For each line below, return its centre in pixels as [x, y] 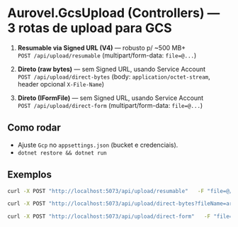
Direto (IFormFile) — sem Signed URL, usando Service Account [110, 98]
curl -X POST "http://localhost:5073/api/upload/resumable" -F [106, 191]
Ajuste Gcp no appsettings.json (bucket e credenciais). [98, 145]
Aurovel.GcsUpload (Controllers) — [114, 13]
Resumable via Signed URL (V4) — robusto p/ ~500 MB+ [102, 48]
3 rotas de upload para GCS [90, 28]
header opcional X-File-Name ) [61, 84]
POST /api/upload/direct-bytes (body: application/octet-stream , [114, 77]
